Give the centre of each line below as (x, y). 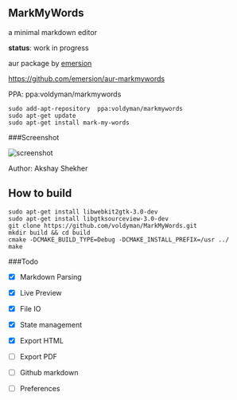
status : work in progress (49, 48)
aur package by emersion (50, 63)
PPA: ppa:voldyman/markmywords (65, 94)
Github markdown (49, 373)
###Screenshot (34, 137)
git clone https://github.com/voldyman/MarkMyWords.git (103, 225)
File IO (30, 308)
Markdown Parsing (51, 276)
